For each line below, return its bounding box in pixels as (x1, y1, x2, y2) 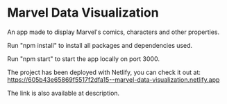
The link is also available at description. (7, 89, 120, 97)
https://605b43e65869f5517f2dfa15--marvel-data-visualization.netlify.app (7, 75, 220, 84)
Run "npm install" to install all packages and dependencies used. (7, 41, 193, 49)
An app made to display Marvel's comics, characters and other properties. (7, 28, 220, 36)
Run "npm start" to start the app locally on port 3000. (7, 54, 160, 63)
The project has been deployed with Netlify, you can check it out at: (7, 68, 201, 76)
